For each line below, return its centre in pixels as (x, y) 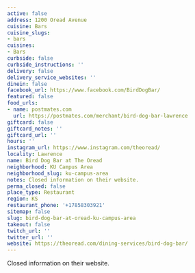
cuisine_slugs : (29, 33)
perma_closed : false (37, 186)
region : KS (23, 199)
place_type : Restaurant (41, 193)
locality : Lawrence (35, 154)
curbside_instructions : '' (45, 65)
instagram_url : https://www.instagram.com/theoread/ (84, 148)
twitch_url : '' (29, 231)
